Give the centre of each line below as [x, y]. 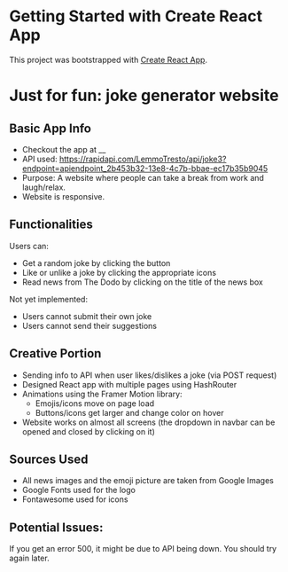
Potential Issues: [56, 527]
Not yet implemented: [49, 299]
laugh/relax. [44, 187]
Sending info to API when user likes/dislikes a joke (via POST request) [149, 375]
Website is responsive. [63, 196]
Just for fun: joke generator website [144, 96]
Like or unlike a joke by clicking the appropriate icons [119, 272]
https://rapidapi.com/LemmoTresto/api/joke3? [143, 159]
